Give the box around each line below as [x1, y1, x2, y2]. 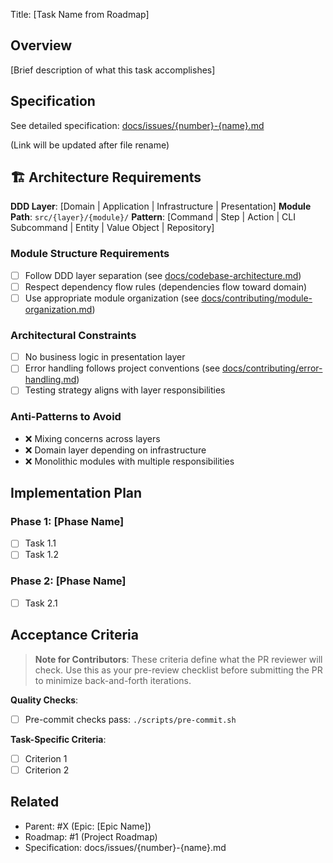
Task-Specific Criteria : [10, 733, 107, 745]
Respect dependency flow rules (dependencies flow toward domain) [24, 280, 308, 293]
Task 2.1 [24, 597, 58, 609]
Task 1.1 [24, 537, 57, 549]
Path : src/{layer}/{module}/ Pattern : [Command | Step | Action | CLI [10, 211, 296, 223]
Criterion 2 [24, 764, 70, 776]
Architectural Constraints [10, 328, 137, 342]
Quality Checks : [10, 694, 79, 706]
